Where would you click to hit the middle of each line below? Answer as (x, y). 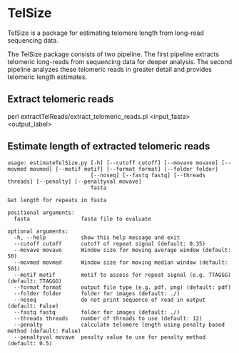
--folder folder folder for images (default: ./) (97, 293)
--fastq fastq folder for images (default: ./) (97, 312)
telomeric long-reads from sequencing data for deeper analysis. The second (120, 61)
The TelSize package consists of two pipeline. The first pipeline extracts (113, 54)
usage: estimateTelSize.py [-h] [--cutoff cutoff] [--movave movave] (113, 163)
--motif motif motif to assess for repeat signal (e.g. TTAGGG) (123, 275)
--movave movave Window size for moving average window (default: (123, 250)
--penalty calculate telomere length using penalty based (119, 325)
